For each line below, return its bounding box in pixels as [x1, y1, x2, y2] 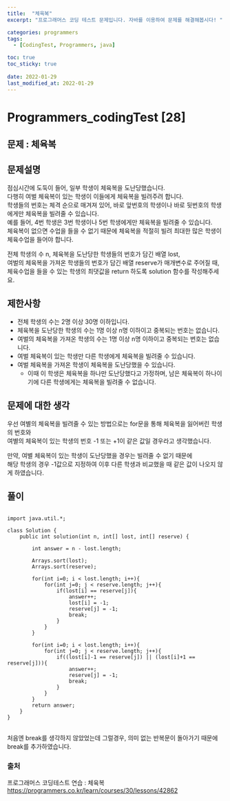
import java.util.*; [7, 515, 67, 522]
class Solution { [7, 528, 57, 534]
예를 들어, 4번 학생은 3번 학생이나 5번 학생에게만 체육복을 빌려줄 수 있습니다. [7, 218, 213, 226]
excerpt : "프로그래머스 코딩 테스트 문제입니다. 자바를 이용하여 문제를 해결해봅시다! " [7, 17, 223, 23]
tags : [7, 35, 23, 42]
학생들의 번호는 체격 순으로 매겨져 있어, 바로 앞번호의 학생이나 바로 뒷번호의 [7, 200, 209, 209]
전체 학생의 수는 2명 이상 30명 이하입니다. [17, 318, 129, 326]
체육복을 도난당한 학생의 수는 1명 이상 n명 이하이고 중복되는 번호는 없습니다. [17, 326, 220, 334]
